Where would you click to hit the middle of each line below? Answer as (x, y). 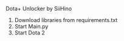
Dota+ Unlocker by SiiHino (39, 9)
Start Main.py (31, 26)
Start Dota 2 (29, 33)
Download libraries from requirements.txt (66, 20)
